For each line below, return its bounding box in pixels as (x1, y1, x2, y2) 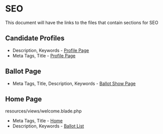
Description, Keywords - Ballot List (12, 123, 84, 129)
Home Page (5, 94, 42, 103)
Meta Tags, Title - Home (12, 118, 63, 124)
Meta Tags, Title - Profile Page (12, 52, 76, 58)
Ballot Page (5, 67, 42, 75)
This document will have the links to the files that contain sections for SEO (5, 19, 158, 25)
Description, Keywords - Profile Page (12, 47, 89, 53)
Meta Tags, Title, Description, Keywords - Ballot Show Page (12, 80, 136, 86)
